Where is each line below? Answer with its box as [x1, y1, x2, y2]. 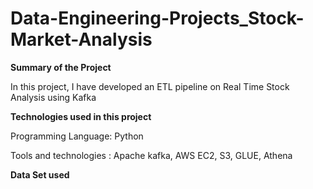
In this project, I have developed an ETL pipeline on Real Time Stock [10, 80, 290, 92]
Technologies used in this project [10, 110, 152, 122]
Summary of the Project [10, 61, 112, 73]
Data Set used [10, 168, 70, 181]
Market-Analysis [10, 28, 153, 51]
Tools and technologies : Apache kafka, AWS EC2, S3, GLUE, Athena [10, 149, 293, 161]
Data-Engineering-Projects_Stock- [10, 7, 305, 30]
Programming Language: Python [10, 130, 144, 142]
